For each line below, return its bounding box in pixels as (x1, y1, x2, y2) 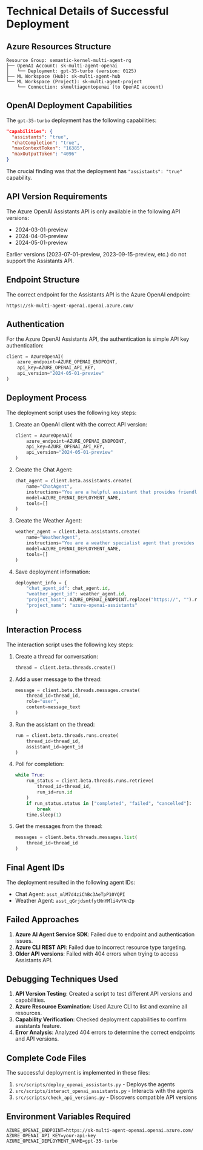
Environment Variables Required (6, 1111, 131, 1121)
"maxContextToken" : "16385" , (12, 145, 85, 151)
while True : (15, 772, 45, 778)
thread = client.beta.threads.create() (15, 664, 116, 671)
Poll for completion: (15, 761, 64, 768)
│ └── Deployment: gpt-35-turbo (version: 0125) (6, 68, 137, 74)
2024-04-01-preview (15, 232, 68, 239)
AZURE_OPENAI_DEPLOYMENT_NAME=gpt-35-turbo (6, 1138, 118, 1145)
